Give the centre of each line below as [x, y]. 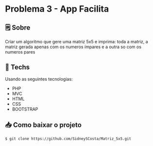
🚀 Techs [17, 67]
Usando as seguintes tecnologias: [39, 79]
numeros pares [20, 52]
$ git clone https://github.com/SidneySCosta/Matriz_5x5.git [68, 139]
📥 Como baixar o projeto [43, 125]
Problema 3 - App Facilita [57, 9]
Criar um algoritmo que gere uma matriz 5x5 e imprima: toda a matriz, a [76, 42]
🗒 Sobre [18, 27]
